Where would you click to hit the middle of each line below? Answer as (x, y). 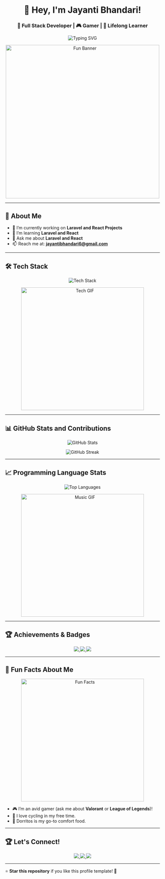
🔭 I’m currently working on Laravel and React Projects (67, 228)
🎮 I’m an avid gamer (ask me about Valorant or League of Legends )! (82, 809)
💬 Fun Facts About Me (39, 670)
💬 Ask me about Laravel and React (47, 238)
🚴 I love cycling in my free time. (44, 816)
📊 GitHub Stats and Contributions (58, 428)
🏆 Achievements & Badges (48, 635)
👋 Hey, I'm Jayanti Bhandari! (82, 10)
